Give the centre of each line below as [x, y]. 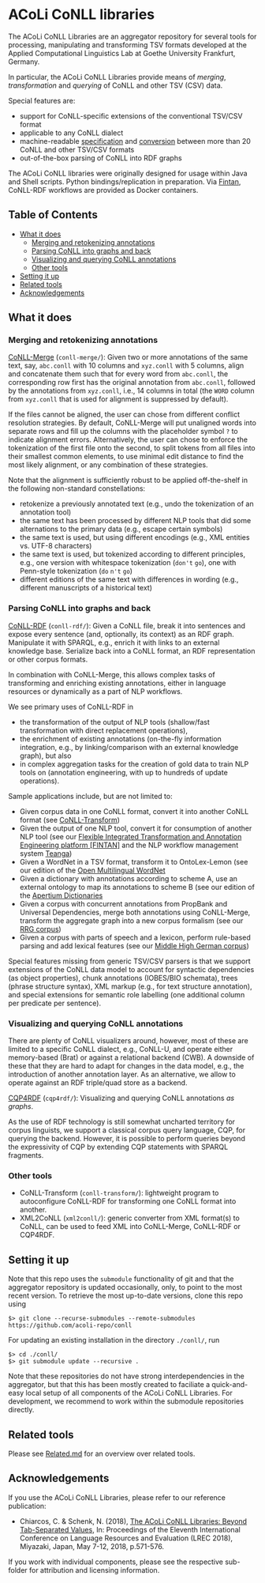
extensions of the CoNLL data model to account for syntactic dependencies [131, 969]
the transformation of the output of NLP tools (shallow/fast [115, 722]
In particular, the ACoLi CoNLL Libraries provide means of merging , [117, 77]
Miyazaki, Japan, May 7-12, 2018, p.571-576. [91, 1546]
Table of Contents [53, 215]
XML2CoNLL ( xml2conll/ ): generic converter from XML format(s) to [130, 1218]
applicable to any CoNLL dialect [71, 133]
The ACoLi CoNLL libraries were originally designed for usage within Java [128, 173]
